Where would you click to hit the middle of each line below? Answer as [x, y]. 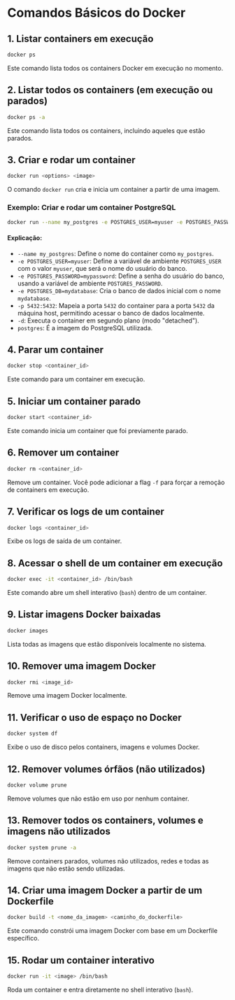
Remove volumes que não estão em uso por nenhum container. [98, 798]
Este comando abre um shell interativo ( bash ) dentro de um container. [107, 593]
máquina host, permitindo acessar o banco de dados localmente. [111, 313]
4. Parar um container [55, 350]
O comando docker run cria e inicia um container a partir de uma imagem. [114, 190]
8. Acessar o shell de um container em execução [115, 563]
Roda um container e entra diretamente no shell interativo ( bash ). [100, 990]
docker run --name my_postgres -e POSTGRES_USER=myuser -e [95, 222]
